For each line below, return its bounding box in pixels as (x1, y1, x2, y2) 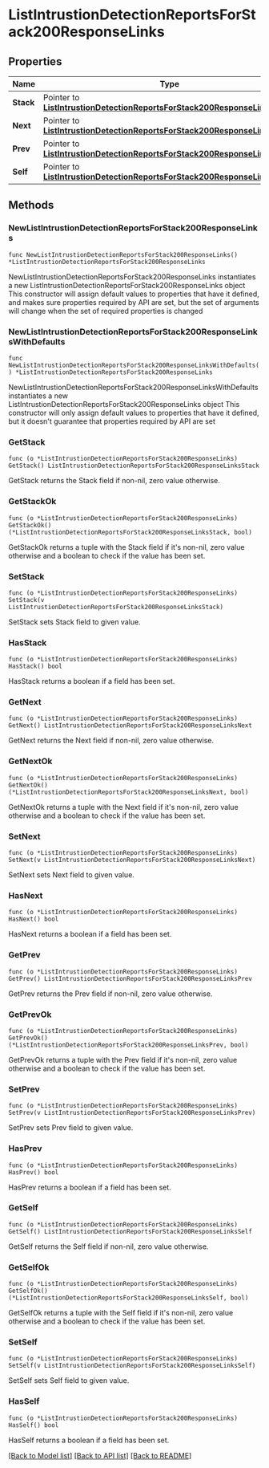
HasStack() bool (8, 662, 62, 671)
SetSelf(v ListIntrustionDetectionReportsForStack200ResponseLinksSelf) (8, 1362, 256, 1370)
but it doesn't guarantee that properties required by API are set (8, 416, 216, 426)
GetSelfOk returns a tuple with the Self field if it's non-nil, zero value (8, 1308, 234, 1318)
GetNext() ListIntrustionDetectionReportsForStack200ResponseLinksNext (8, 722, 252, 730)
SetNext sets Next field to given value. (8, 870, 134, 880)
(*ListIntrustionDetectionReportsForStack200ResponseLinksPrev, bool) (8, 1041, 249, 1049)
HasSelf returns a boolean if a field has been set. (8, 1435, 170, 1445)
